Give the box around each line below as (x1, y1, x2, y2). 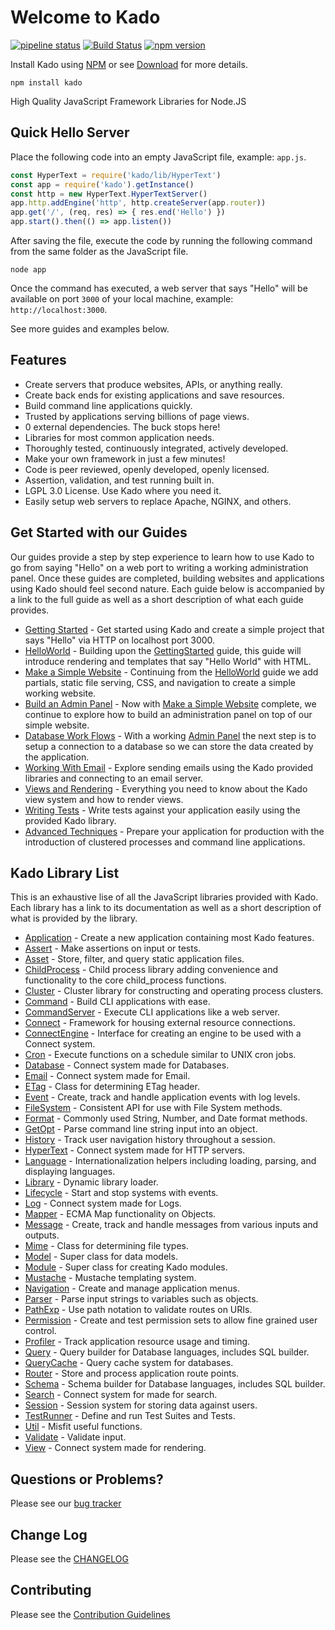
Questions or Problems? (10, 1471, 164, 1488)
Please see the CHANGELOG (10, 1553, 129, 1565)
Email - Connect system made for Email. (24, 1070, 191, 1082)
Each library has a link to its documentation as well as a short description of (10, 902, 322, 914)
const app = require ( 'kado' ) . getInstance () (10, 179, 195, 190)
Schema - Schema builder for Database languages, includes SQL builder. (24, 1378, 326, 1390)
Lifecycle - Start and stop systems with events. (24, 1187, 219, 1199)
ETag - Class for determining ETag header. (24, 1081, 200, 1093)
